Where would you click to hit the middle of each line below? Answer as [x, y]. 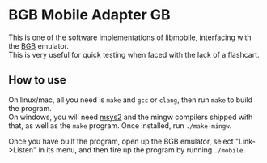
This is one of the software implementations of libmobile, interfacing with [130, 37]
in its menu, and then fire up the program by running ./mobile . [142, 150]
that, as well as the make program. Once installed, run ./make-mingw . [120, 125]
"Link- [246, 141]
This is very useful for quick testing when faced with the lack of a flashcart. [134, 54]
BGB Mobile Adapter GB [90, 15]
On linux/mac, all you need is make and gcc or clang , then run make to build [131, 100]
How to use [37, 80]
